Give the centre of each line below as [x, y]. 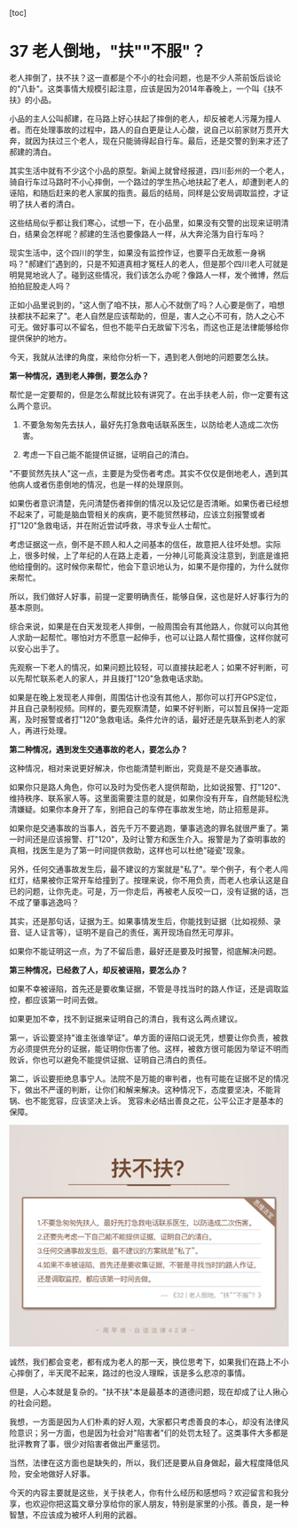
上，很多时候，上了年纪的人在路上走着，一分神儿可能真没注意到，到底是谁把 [149, 555]
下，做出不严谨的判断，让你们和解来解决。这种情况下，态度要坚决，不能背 [145, 1089]
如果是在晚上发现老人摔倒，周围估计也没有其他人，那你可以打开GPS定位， [145, 697]
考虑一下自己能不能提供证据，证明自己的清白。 [107, 454]
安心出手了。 [40, 648]
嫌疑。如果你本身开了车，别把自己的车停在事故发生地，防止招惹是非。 [145, 809]
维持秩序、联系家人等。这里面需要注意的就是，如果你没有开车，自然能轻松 [145, 798]
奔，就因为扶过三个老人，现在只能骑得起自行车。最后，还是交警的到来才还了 [149, 140]
